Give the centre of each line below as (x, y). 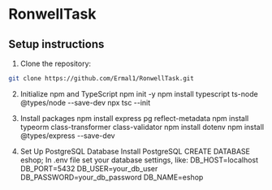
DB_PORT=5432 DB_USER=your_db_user (89, 168)
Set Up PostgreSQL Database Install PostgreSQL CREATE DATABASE (135, 151)
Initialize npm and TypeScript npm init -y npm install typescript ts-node (139, 93)
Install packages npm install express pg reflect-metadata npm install (134, 118)
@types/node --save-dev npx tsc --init (85, 102)
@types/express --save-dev (67, 136)
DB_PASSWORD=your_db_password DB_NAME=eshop (112, 177)
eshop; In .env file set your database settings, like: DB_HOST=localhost (139, 160)
